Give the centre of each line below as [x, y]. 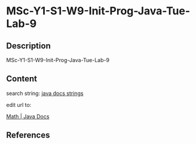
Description [28, 46]
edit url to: [19, 105]
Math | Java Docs [28, 116]
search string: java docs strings [45, 93]
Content [22, 79]
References [28, 135]
